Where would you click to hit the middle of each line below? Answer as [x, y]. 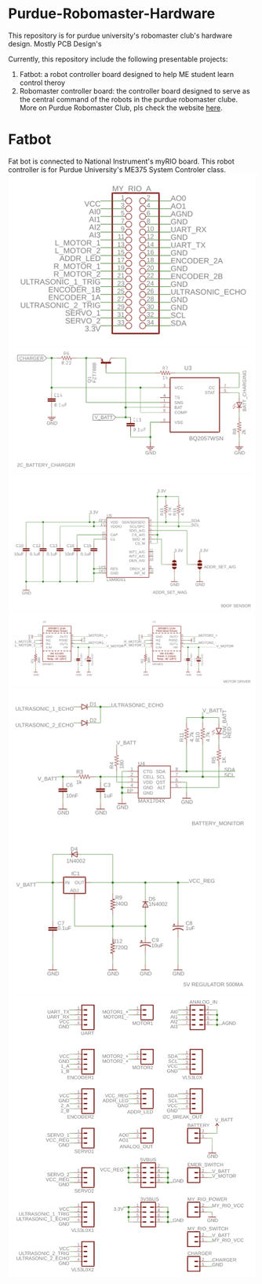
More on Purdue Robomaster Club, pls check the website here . [121, 108]
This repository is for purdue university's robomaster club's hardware [120, 35]
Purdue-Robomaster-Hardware [112, 14]
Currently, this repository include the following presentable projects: [118, 59]
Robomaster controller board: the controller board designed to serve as [135, 90]
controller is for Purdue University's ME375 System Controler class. [117, 169]
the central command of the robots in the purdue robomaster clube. [128, 99]
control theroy [42, 83]
